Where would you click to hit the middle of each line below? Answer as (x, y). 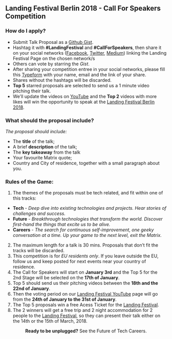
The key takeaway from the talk (47, 152)
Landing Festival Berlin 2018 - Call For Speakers (83, 8)
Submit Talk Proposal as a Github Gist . (53, 42)
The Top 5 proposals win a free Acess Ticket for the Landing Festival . (86, 305)
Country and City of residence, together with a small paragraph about (86, 163)
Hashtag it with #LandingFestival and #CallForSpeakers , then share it (87, 47)
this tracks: (25, 198)
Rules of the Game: (29, 182)
